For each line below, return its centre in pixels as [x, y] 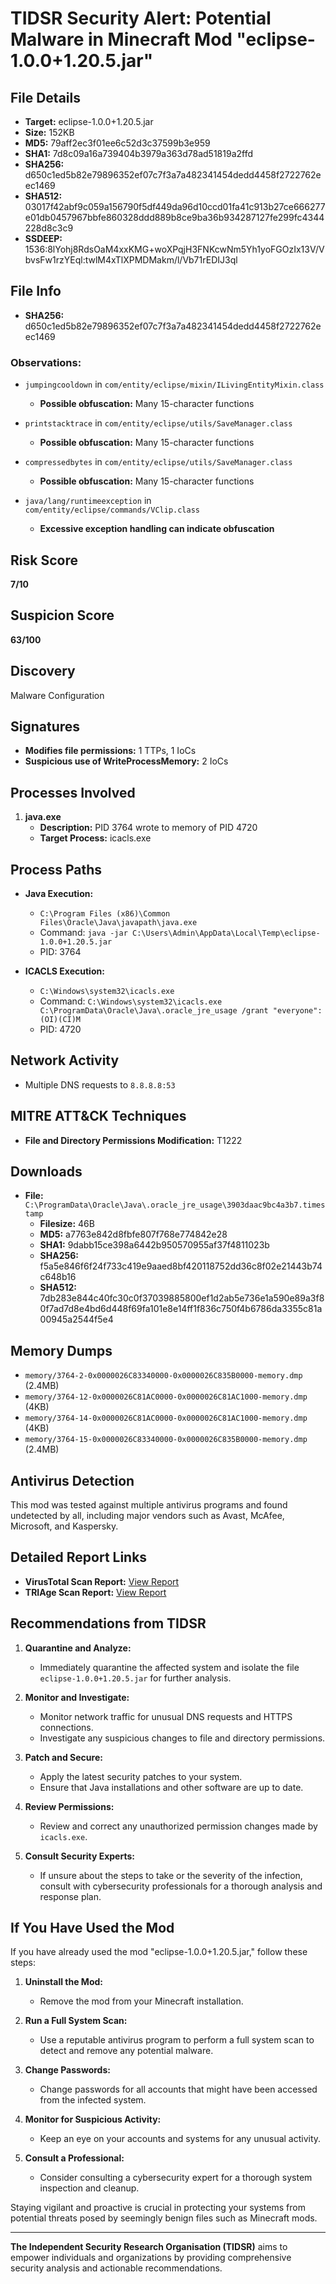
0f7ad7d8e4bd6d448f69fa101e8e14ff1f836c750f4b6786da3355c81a [181, 1309]
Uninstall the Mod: [63, 1982]
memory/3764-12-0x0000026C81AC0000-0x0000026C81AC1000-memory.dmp [166, 1397]
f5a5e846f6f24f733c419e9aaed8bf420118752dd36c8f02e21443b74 [181, 1266]
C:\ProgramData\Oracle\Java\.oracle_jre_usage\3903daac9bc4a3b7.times [175, 1205]
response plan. [70, 1896]
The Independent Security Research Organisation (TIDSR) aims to [149, 2247]
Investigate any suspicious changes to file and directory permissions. [182, 1738]
